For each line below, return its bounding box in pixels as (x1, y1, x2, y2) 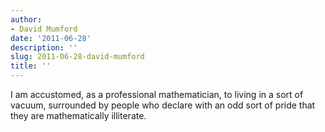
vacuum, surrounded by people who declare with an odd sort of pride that (10, 99, 316, 111)
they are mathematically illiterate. (10, 110, 147, 121)
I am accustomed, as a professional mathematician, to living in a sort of (10, 89, 304, 100)
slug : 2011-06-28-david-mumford (10, 52, 145, 62)
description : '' (10, 42, 78, 53)
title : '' (10, 61, 52, 71)
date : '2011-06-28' (10, 33, 92, 43)
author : (10, 14, 43, 25)
